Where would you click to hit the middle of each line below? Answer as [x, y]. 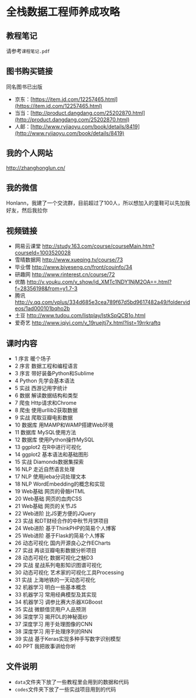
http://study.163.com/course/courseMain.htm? [98, 246]
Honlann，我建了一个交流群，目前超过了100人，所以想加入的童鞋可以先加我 [98, 203]
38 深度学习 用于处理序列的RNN [53, 631]
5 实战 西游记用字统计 [41, 388]
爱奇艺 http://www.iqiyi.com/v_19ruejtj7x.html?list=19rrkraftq [87, 323]
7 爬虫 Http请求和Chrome [45, 403]
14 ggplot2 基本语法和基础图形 [52, 454]
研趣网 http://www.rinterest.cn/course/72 [65, 274]
